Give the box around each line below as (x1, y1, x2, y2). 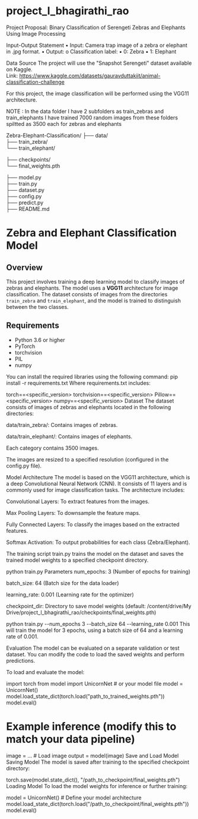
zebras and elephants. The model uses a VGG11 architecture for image (6, 284, 178, 292)
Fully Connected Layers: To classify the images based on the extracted (6, 521, 180, 528)
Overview (6, 263, 43, 273)
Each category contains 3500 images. (6, 444, 99, 451)
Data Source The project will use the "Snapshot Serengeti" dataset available (6, 59, 192, 67)
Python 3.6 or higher (14, 336, 65, 343)
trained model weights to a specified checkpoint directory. (6, 556, 149, 564)
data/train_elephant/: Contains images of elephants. (6, 432, 133, 440)
